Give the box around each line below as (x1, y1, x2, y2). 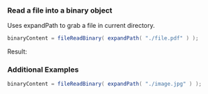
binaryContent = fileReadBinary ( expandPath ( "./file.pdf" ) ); (7, 35, 199, 42)
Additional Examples (7, 65, 79, 75)
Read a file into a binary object (7, 6, 113, 15)
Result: (7, 47, 27, 56)
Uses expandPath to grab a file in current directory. (7, 22, 155, 30)
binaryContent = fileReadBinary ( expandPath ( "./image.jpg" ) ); (7, 81, 202, 88)
